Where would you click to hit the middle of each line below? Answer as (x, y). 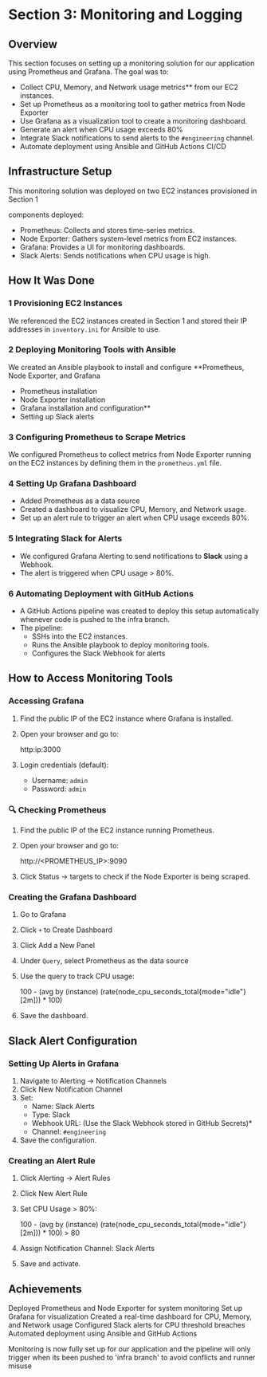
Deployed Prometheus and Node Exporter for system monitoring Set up (126, 1308)
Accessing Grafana (46, 701)
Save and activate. (50, 1264)
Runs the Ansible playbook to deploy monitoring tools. (120, 644)
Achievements (45, 1289)
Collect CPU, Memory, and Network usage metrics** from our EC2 (129, 87)
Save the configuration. (58, 1140)
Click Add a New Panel (57, 946)
